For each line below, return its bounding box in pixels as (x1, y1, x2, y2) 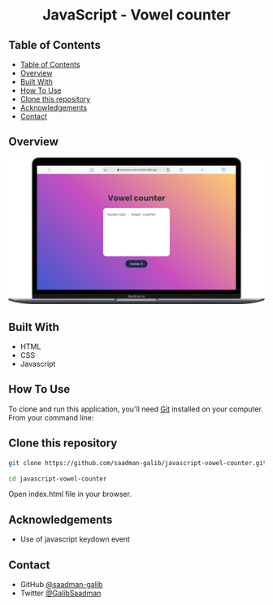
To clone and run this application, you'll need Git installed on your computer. (8, 404, 264, 414)
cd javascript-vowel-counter (8, 474, 107, 483)
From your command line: (8, 412, 94, 422)
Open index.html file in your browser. (8, 490, 132, 499)
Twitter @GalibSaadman (19, 588, 102, 598)
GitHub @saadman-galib (19, 580, 103, 590)
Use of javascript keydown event (19, 534, 130, 544)
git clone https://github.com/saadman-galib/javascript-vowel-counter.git (8, 459, 267, 467)
